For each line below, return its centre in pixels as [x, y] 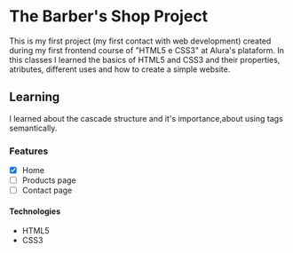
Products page [49, 180]
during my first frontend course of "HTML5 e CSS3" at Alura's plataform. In [147, 50]
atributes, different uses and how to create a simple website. [120, 69]
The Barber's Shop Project [109, 16]
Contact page [47, 190]
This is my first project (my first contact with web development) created [140, 41]
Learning [35, 97]
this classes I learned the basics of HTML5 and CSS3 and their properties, [145, 59]
